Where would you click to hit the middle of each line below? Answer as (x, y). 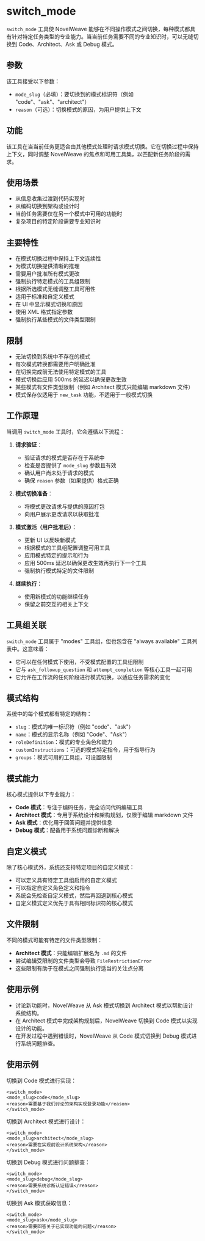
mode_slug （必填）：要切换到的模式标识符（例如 (74, 94)
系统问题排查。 (39, 1043)
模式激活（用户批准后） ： (46, 527)
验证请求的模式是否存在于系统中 (64, 457)
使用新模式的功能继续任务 (56, 596)
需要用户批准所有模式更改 (47, 274)
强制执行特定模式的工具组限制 (52, 282)
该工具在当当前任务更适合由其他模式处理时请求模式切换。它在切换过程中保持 (103, 146)
